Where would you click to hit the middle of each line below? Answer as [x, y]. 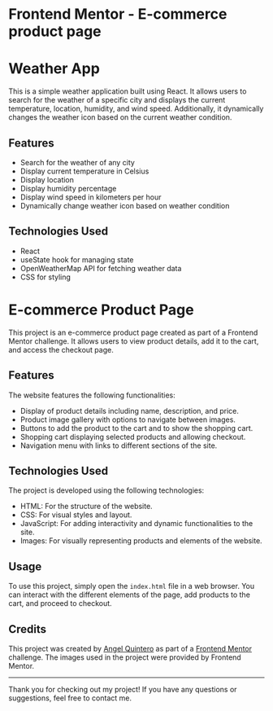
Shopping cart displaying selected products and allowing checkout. [133, 437]
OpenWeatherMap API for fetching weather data [101, 268]
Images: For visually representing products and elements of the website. [141, 541]
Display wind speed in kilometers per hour [91, 197]
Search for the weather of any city [78, 162]
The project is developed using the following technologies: [106, 490]
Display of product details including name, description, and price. [130, 410]
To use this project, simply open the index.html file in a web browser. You [132, 586]
